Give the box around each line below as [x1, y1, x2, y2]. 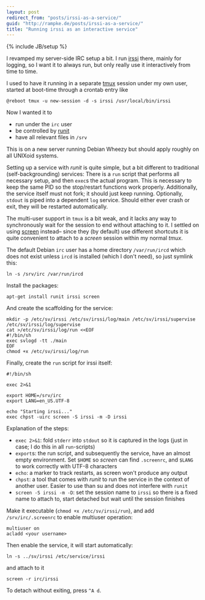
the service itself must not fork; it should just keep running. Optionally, [6, 190, 184, 197]
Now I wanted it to [6, 108, 53, 116]
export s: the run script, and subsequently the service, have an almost [15, 450, 191, 457]
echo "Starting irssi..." [6, 409, 72, 415]
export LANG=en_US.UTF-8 [6, 398, 70, 404]
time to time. [6, 68, 38, 75]
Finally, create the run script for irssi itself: [6, 359, 113, 366]
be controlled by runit [15, 127, 70, 135]
